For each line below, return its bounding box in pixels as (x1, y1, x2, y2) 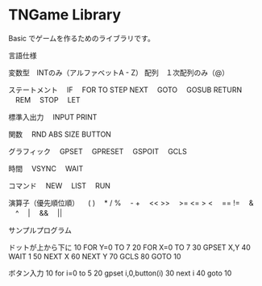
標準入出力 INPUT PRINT (8, 111, 98, 122)
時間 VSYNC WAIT (8, 163, 84, 173)
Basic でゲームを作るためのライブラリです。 (8, 33, 155, 43)
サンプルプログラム (8, 225, 73, 235)
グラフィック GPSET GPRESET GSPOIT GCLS (8, 146, 187, 156)
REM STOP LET (15, 95, 81, 104)
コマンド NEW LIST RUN (8, 180, 111, 191)
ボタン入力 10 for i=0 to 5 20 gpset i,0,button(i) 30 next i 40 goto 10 (8, 268, 232, 278)
